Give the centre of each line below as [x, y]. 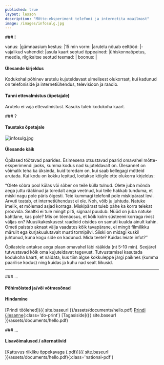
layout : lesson [20, 14]
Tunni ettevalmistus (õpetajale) [37, 96]
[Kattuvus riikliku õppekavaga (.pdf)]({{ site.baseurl [57, 352]
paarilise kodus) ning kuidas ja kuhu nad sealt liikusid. [59, 263]
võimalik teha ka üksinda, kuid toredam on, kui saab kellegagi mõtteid [75, 171]
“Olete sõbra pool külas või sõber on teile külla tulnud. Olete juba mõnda [78, 185]
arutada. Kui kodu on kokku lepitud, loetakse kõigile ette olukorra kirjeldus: [80, 176]
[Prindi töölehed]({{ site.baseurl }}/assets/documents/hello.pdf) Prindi [75, 310]
